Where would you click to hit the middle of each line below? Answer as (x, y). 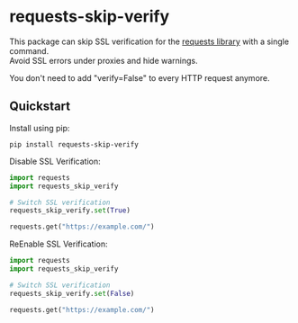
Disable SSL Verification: (55, 161)
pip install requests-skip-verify (74, 144)
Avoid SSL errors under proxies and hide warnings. (104, 60)
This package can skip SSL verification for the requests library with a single (149, 41)
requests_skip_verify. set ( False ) (72, 293)
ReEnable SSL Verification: (59, 244)
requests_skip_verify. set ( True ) (70, 211)
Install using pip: (40, 128)
